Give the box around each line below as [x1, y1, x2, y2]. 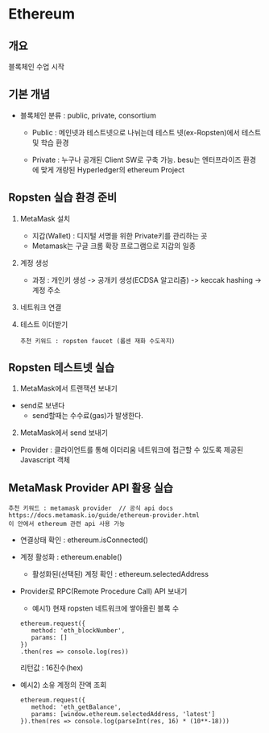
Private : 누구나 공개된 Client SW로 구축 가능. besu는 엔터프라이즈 [31, 155, 242, 164]
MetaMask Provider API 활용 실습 [8, 481, 173, 495]
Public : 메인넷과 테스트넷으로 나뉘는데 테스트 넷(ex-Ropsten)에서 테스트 [31, 127, 262, 137]
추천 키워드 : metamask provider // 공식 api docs [8, 504, 174, 512]
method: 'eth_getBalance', [31, 703, 122, 711]
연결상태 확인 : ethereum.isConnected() [19, 535, 149, 545]
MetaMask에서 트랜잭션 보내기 [19, 383, 118, 393]
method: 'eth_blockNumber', [31, 627, 126, 635]
